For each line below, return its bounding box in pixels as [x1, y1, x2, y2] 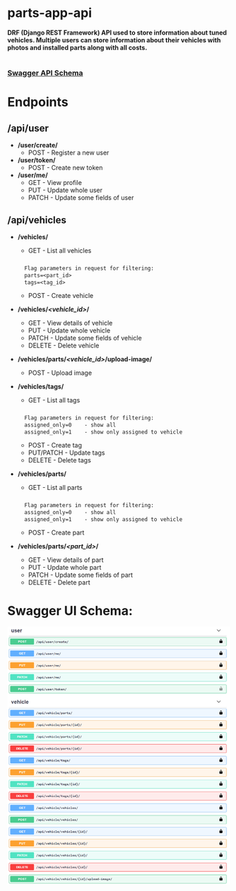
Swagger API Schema [7, 68, 83, 78]
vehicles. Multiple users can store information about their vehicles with [7, 35, 221, 44]
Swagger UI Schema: [7, 602, 133, 618]
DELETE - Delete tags [28, 455, 92, 464]
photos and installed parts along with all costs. [7, 43, 148, 52]
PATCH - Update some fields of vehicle [28, 333, 143, 342]
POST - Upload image [28, 369, 93, 377]
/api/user [7, 122, 49, 134]
